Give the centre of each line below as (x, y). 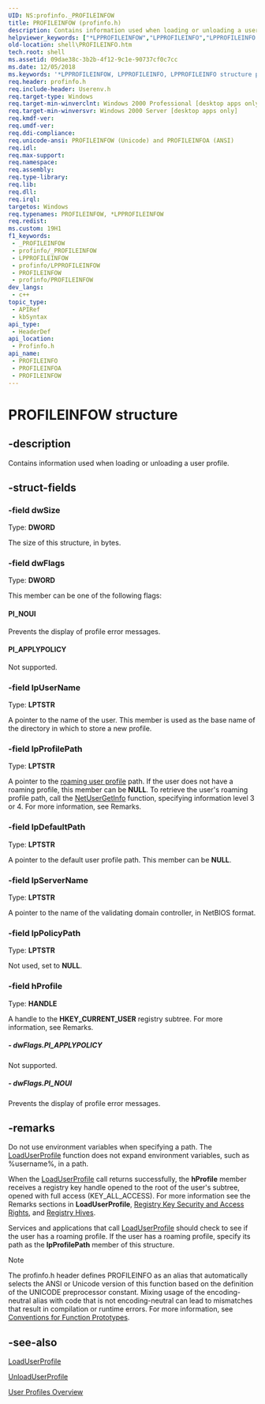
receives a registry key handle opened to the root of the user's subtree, (124, 1187)
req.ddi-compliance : (42, 133)
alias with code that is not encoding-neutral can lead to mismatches (143, 1300)
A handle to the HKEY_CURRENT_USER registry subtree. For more (116, 1019)
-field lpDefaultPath (47, 827)
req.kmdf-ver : (32, 119)
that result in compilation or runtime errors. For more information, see (121, 1309)
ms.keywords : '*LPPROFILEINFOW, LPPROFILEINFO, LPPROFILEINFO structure (130, 74)
